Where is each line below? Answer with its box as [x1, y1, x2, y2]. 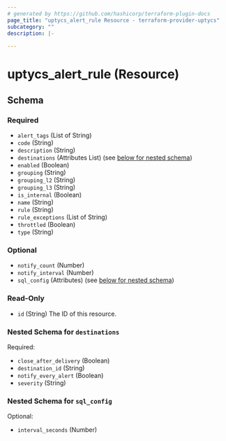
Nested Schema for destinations [7, 327, 120, 337]
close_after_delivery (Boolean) [17, 356, 110, 365]
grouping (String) [17, 169, 66, 176]
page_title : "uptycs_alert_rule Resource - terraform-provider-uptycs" [7, 17, 220, 24]
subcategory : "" [7, 23, 54, 30]
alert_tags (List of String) [17, 131, 92, 139]
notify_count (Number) [17, 261, 85, 269]
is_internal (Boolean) [17, 190, 82, 199]
